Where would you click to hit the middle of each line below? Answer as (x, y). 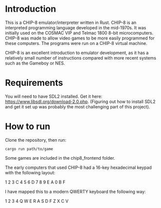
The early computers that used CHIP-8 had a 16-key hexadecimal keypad (79, 167)
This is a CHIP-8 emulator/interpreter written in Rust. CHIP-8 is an (71, 22)
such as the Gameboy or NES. (35, 63)
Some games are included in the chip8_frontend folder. (60, 158)
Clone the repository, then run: (36, 140)
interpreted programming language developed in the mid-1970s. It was (76, 27)
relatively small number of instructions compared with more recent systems (81, 58)
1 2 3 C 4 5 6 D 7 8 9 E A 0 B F (35, 182)
